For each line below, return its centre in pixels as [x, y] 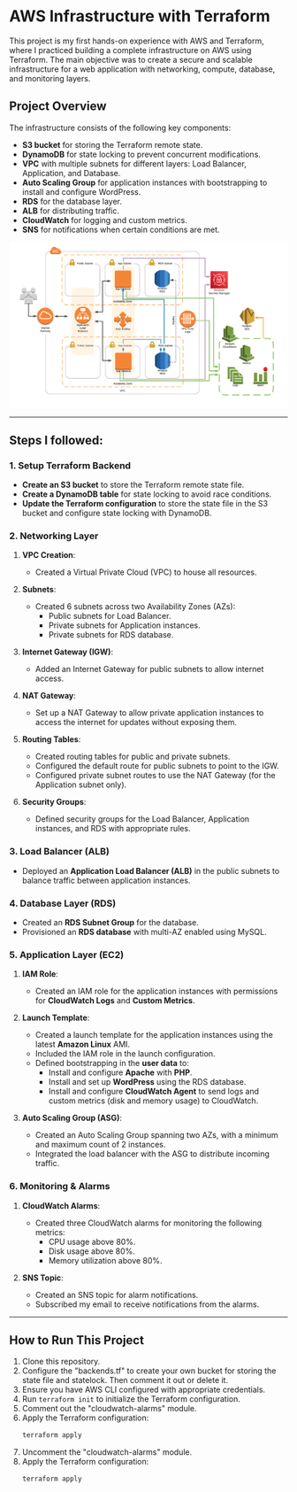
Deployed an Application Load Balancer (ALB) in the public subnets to [151, 870]
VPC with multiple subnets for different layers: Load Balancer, [134, 163]
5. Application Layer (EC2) [67, 955]
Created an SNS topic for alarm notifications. [117, 1295]
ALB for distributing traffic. [71, 211]
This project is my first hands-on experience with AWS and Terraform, [137, 41]
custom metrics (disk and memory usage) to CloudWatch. [153, 1101]
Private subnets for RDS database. [111, 635]
